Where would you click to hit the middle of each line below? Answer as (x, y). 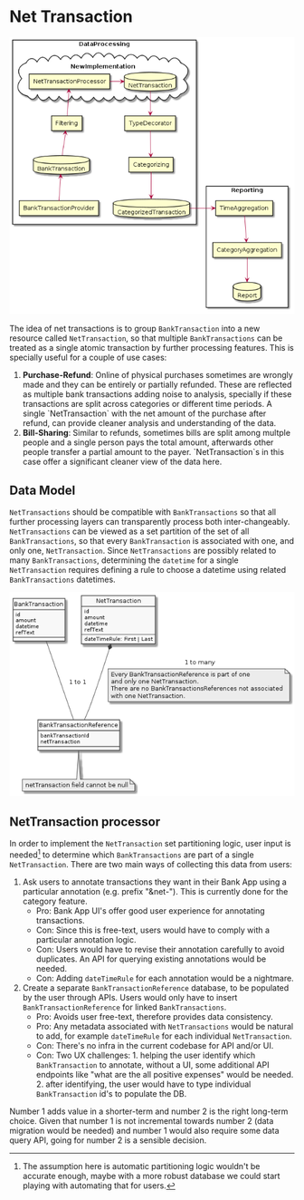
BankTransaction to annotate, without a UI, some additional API (152, 1065)
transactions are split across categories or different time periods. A (147, 404)
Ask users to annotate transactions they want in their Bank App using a (154, 882)
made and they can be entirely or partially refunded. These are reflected (157, 385)
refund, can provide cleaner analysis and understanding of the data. (149, 423)
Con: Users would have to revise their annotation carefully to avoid (160, 949)
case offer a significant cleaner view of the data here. (122, 462)
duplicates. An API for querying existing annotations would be (151, 959)
